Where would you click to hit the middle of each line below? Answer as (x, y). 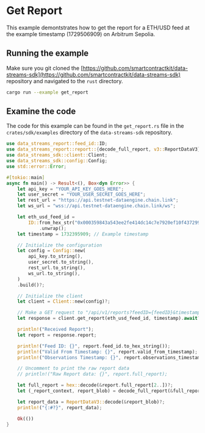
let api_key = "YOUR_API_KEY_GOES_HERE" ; (70, 189)
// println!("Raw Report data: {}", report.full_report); (92, 374)
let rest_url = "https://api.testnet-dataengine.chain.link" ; (98, 200)
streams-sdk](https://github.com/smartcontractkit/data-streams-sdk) (94, 75)
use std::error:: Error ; (37, 166)
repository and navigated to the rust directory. (65, 81)
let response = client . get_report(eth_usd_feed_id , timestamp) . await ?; (110, 319)
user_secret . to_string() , (61, 262)
